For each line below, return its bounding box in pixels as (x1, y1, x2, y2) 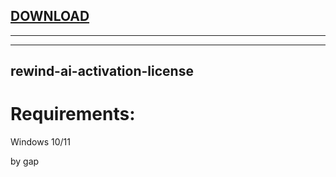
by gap (10, 155, 40, 168)
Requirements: (10, 103, 136, 126)
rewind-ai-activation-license (10, 63, 194, 80)
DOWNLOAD (10, 8, 90, 25)
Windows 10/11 (10, 136, 71, 148)
